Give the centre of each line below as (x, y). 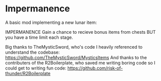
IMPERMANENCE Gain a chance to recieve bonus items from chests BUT (80, 32)
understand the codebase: (33, 52)
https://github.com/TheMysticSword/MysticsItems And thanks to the (76, 57)
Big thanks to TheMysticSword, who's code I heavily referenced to (74, 47)
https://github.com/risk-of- (95, 68)
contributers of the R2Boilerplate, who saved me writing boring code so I (80, 63)
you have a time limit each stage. (39, 37)
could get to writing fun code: (36, 68)
